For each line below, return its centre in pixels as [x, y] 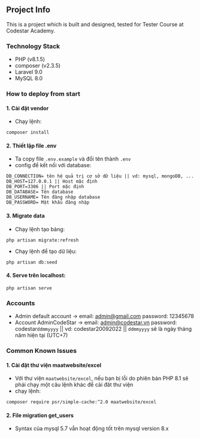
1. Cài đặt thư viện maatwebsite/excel [54, 365]
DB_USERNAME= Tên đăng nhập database [53, 197]
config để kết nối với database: [53, 165]
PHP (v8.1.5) [30, 59]
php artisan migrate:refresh [43, 240]
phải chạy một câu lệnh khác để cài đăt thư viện [74, 385]
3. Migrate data [25, 216]
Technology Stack [33, 46]
